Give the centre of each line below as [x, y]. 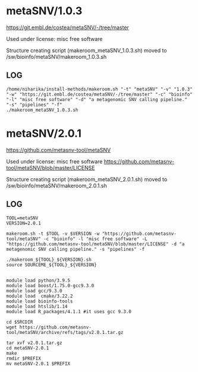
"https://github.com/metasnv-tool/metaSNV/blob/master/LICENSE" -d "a [95, 244]
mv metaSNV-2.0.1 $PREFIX [38, 364]
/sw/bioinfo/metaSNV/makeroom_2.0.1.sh [56, 185]
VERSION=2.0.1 [24, 223]
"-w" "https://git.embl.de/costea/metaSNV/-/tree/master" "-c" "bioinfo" [100, 94]
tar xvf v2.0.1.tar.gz [34, 343]
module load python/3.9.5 [38, 280]
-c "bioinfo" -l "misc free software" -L [95, 239]
